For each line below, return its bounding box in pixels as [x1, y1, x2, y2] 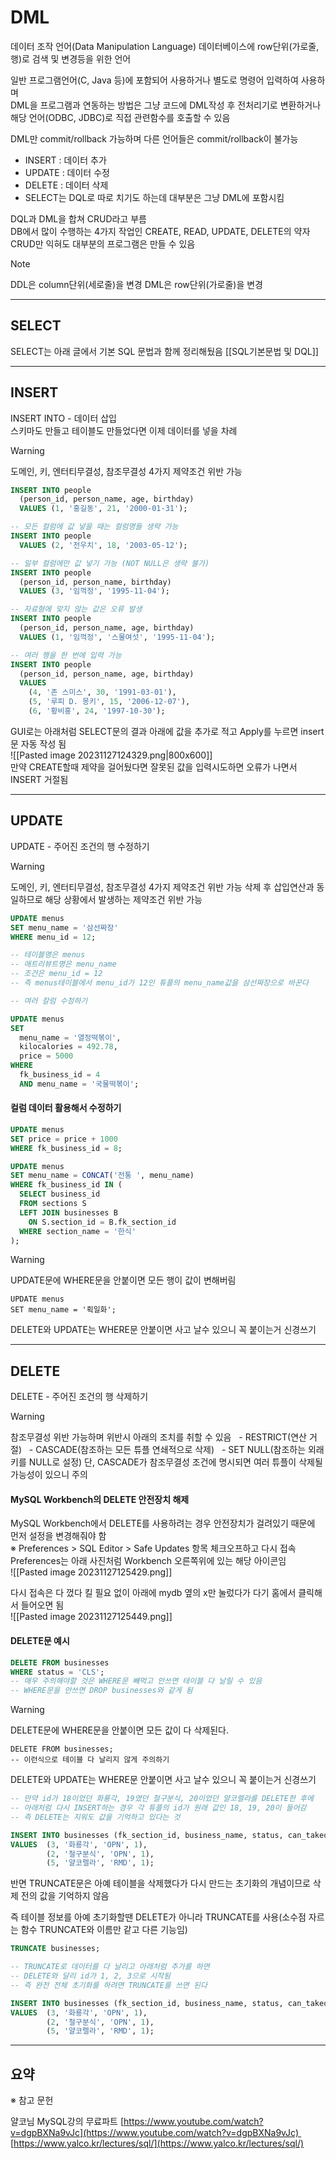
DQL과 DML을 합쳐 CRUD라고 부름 [10, 212, 147, 225]
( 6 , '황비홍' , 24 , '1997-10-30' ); [28, 706, 166, 716]
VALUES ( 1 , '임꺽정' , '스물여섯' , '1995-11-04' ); [19, 632, 216, 642]
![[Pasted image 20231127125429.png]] [10, 1566, 173, 1578]
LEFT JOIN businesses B [19, 1207, 118, 1218]
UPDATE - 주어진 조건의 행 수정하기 [10, 840, 150, 852]
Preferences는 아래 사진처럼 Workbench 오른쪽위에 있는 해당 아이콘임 [10, 1555, 287, 1567]
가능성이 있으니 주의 [10, 1469, 88, 1481]
